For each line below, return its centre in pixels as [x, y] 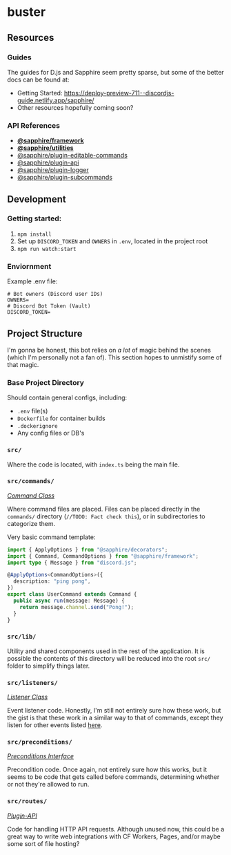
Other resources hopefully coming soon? [75, 107]
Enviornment [29, 266]
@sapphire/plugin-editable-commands [72, 156]
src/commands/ [31, 481]
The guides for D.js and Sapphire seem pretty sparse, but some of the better [115, 72]
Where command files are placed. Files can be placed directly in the [104, 509]
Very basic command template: [51, 537]
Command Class [31, 496]
